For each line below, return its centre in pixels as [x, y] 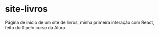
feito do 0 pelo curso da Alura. [36, 27]
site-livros [26, 9]
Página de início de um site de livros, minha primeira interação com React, [80, 22]
